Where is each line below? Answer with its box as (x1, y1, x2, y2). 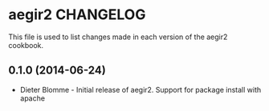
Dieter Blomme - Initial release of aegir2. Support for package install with (19, 85, 262, 94)
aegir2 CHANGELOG (8, 6, 146, 24)
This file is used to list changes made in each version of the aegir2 (8, 32, 228, 42)
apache (19, 93, 46, 103)
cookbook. (8, 40, 44, 50)
